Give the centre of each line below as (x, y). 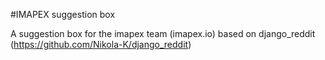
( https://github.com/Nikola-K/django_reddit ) (101, 44)
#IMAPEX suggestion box (63, 14)
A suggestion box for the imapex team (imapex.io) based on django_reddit (163, 33)
